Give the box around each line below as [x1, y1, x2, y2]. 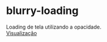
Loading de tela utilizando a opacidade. [6, 23, 102, 30]
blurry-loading [6, 4, 79, 17]
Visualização [6, 29, 37, 36]
